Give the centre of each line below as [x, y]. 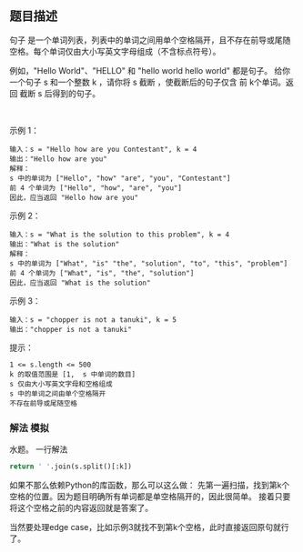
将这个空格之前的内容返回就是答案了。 [81, 507]
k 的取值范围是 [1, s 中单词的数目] [73, 374]
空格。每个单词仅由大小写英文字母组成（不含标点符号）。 [115, 51]
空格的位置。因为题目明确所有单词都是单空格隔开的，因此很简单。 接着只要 [150, 496]
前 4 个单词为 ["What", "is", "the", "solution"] [102, 273]
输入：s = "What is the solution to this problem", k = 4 [120, 235]
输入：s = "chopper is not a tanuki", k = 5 [93, 320]
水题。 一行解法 [39, 449]
